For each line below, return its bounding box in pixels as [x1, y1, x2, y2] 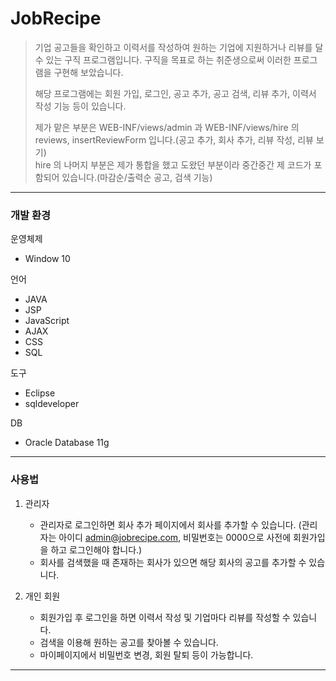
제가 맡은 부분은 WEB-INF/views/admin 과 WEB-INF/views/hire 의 [34, 121, 300, 133]
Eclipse [24, 387, 56, 399]
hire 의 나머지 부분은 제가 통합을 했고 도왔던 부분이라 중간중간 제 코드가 [34, 158, 312, 171]
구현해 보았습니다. [53, 66, 124, 78]
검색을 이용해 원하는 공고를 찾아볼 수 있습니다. [39, 636, 219, 648]
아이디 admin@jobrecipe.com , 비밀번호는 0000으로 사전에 [58, 531, 292, 543]
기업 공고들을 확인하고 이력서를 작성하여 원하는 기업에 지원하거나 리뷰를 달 [34, 41, 324, 53]
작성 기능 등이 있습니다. [34, 100, 127, 112]
